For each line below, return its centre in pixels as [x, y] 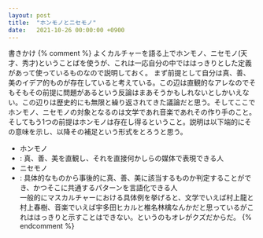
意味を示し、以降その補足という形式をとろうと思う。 [101, 132]
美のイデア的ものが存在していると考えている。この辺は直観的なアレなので [129, 82]
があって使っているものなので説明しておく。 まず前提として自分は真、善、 [129, 73]
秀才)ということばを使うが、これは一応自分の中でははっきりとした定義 [137, 63]
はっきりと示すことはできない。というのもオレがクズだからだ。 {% [143, 218]
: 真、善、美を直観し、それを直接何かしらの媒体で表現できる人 [122, 159]
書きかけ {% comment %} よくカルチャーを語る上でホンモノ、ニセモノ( [124, 53]
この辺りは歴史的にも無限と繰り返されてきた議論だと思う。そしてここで [139, 102]
